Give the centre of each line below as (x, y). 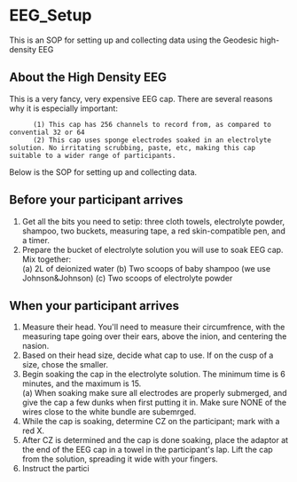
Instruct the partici (56, 469)
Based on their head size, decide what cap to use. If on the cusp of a (148, 355)
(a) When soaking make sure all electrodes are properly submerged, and (154, 393)
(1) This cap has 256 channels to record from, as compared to (152, 124)
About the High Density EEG (88, 78)
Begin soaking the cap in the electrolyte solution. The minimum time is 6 (154, 375)
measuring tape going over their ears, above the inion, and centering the (154, 336)
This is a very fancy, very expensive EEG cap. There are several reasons (141, 99)
